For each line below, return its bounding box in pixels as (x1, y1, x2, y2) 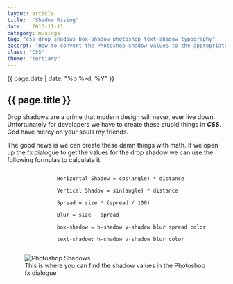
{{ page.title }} (7, 94, 71, 106)
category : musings (7, 29, 60, 37)
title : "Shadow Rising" (7, 17, 79, 24)
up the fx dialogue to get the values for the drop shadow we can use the (7, 148, 214, 157)
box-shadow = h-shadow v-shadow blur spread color (56, 223, 207, 231)
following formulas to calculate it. (7, 155, 102, 163)
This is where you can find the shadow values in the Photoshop (24, 261, 206, 269)
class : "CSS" (7, 49, 45, 56)
